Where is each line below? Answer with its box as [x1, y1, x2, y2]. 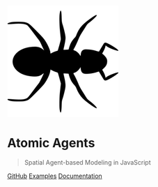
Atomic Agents [7, 135, 95, 151]
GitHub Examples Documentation [7, 172, 102, 180]
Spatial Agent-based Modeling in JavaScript [24, 158, 151, 166]
